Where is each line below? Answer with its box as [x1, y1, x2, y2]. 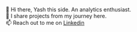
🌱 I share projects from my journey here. [5, 13, 107, 20]
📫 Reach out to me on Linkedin [5, 19, 85, 27]
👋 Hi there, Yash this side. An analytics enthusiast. [5, 6, 132, 13]
